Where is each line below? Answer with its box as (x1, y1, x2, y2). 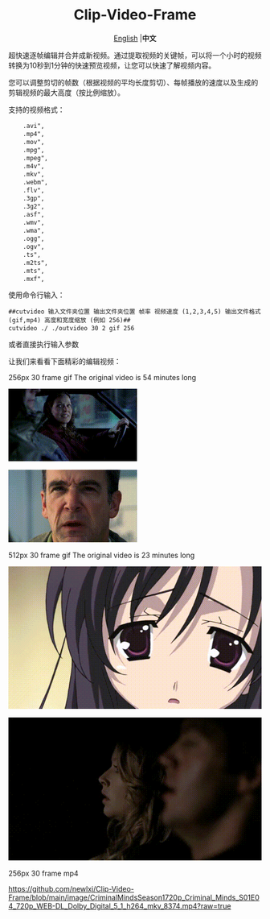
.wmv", (22, 218, 45, 226)
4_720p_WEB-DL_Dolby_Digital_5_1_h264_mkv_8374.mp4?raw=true (8, 900, 231, 911)
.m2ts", (22, 259, 48, 267)
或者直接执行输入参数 (8, 339, 79, 349)
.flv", (22, 186, 45, 194)
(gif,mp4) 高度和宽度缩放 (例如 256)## (8, 316, 131, 324)
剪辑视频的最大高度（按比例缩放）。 (8, 87, 125, 97)
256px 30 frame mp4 (8, 868, 79, 878)
